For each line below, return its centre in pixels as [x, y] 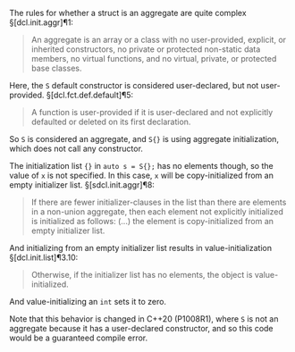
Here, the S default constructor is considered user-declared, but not [134, 85]
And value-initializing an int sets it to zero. [88, 302]
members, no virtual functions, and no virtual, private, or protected [154, 59]
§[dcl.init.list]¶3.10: [44, 257]
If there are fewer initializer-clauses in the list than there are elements [159, 202]
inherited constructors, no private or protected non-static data [146, 49]
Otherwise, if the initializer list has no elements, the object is [142, 275]
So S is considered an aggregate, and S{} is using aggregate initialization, [144, 139]
